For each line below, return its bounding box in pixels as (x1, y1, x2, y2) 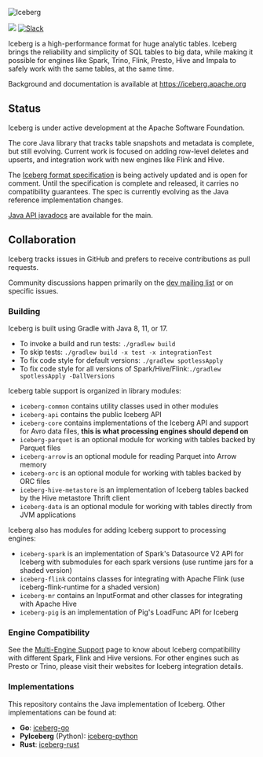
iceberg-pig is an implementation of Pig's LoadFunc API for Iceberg (19, 607, 239, 617)
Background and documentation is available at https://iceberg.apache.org (8, 79, 247, 88)
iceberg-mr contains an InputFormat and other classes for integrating (19, 590, 243, 600)
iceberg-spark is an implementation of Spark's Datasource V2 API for (19, 548, 244, 558)
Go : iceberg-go (19, 722, 70, 732)
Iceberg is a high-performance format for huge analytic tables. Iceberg (8, 39, 237, 48)
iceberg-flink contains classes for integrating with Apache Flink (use (19, 574, 245, 583)
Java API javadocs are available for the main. (8, 210, 153, 220)
